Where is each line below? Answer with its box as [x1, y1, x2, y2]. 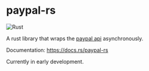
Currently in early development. [6, 58, 84, 65]
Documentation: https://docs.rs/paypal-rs [6, 46, 108, 54]
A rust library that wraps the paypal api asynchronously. [6, 35, 144, 42]
